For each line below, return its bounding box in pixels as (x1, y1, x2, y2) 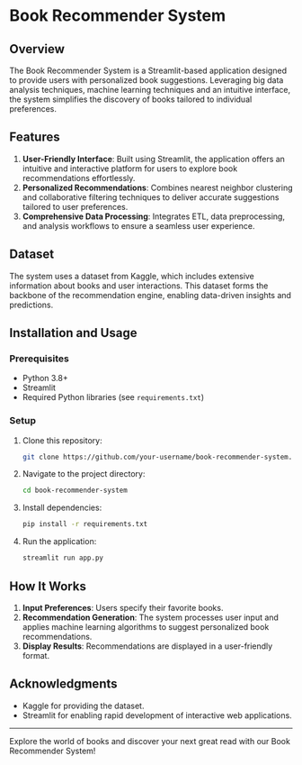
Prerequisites (9, 352, 69, 365)
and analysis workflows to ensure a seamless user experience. (22, 220, 255, 231)
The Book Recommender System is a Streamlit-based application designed (9, 65, 288, 76)
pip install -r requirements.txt (22, 520, 148, 529)
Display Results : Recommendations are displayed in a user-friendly (22, 641, 273, 651)
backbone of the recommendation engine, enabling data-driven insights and (9, 289, 292, 300)
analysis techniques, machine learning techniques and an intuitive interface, (9, 85, 290, 95)
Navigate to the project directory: (22, 469, 146, 479)
